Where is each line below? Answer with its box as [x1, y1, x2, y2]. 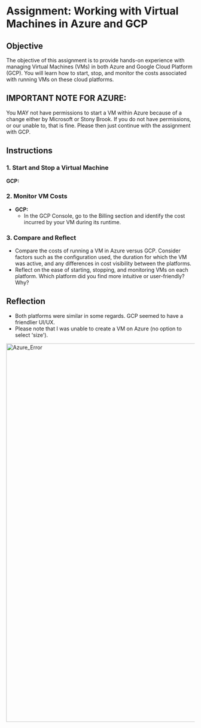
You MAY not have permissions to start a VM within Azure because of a [6, 109, 182, 116]
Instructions [6, 146, 53, 156]
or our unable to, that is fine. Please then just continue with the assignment [6, 122, 191, 129]
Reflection [6, 296, 46, 306]
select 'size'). [14, 331, 48, 338]
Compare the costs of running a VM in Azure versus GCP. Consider [14, 247, 181, 254]
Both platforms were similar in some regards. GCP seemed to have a [14, 312, 184, 319]
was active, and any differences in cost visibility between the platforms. [14, 260, 191, 267]
